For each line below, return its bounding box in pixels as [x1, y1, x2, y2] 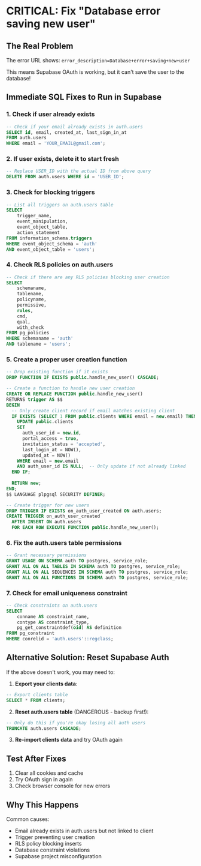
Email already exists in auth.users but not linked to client [14, 827, 154, 835]
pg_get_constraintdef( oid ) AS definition [17, 625, 121, 631]
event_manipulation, [17, 218, 68, 224]
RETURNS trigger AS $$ [6, 396, 63, 403]
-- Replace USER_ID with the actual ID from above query [6, 168, 151, 175]
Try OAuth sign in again [14, 776, 73, 783]
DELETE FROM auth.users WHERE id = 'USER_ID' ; [6, 174, 124, 180]
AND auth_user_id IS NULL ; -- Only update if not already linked [17, 463, 186, 469]
